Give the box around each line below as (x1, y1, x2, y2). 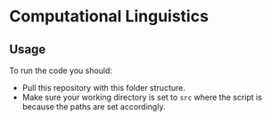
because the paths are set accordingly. (21, 101, 166, 112)
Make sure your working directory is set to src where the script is (21, 92, 263, 102)
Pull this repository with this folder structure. (21, 83, 185, 93)
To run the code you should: (9, 65, 113, 76)
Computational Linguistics (9, 6, 209, 27)
